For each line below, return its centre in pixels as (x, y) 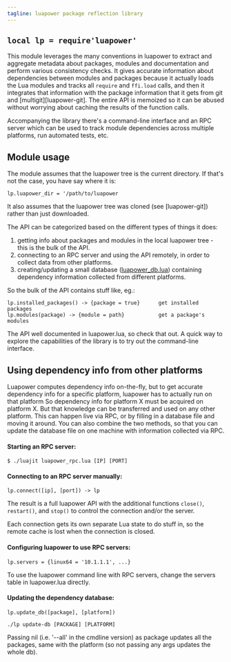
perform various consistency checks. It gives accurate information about (110, 71)
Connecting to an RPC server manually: (65, 476)
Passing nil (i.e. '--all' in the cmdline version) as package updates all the (110, 637)
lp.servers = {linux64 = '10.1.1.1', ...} (69, 562)
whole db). (22, 652)
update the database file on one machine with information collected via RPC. (116, 431)
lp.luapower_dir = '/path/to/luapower (63, 194)
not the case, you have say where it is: (62, 181)
